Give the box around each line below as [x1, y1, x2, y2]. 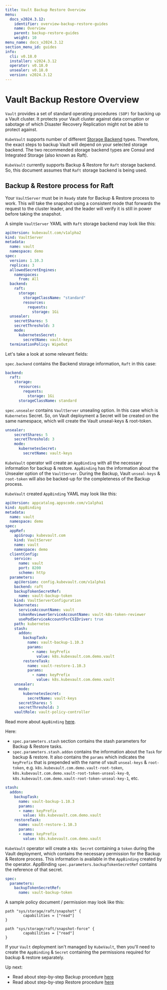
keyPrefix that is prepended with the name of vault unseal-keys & [12, 759, 147, 765]
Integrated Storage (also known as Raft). [5, 152, 88, 158]
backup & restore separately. [5, 954, 65, 960]
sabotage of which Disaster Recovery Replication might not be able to [5, 121, 149, 127]
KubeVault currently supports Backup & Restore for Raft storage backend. [5, 162, 157, 168]
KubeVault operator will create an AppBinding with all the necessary [5, 460, 143, 466]
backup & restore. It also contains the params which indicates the [12, 754, 145, 760]
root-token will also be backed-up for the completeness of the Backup [5, 476, 151, 482]
